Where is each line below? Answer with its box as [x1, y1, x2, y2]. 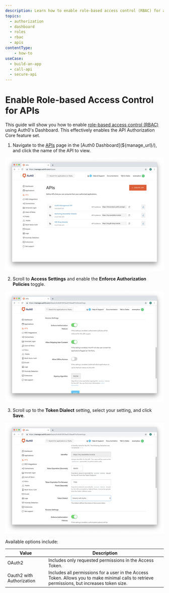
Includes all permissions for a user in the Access [48, 570, 148, 576]
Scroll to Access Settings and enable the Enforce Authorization [12, 276, 147, 282]
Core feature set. [5, 133, 40, 139]
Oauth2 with [7, 572, 33, 578]
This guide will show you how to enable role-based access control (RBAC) [5, 122, 159, 128]
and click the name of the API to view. [12, 148, 91, 154]
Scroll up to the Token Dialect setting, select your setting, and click [12, 407, 152, 413]
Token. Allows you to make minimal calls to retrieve [48, 575, 154, 581]
